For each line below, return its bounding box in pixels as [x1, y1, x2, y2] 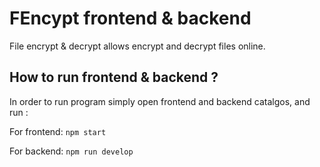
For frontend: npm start [9, 125, 107, 137]
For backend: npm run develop [9, 145, 134, 157]
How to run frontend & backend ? [9, 69, 219, 86]
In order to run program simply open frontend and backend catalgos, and [9, 95, 311, 107]
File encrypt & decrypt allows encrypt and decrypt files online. [9, 40, 266, 52]
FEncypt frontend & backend [9, 7, 252, 30]
